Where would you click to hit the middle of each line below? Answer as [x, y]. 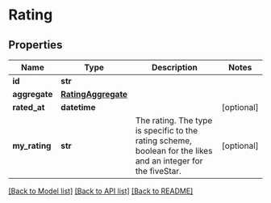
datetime [78, 107]
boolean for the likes [174, 151]
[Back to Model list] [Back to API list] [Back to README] [101, 191]
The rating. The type [174, 121]
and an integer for [169, 161]
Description [175, 68]
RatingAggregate [94, 94]
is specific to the [167, 131]
